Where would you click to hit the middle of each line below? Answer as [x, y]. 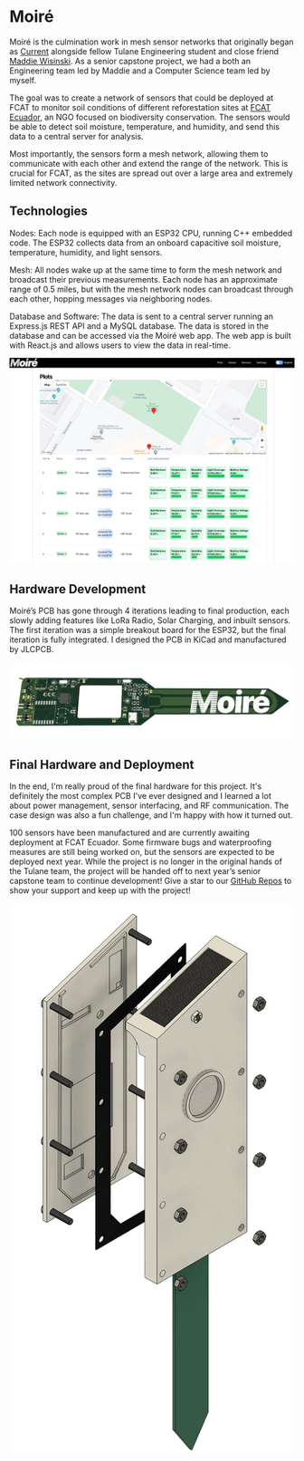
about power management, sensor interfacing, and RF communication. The [149, 805]
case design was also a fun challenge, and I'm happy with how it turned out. [151, 815]
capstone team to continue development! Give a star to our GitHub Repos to [151, 880]
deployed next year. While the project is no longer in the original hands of [146, 861]
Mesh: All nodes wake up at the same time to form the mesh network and [146, 270]
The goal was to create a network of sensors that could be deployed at [142, 98]
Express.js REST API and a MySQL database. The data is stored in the [139, 326]
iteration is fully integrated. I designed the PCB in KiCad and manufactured [148, 639]
